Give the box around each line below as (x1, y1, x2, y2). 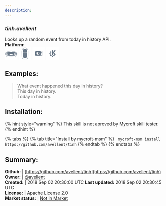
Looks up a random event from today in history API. (5, 36, 111, 42)
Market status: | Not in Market (5, 195, 68, 201)
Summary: (5, 155, 38, 164)
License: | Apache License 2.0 (5, 190, 68, 196)
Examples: (5, 70, 39, 78)
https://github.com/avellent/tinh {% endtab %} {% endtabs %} (5, 141, 140, 147)
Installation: (5, 107, 43, 116)
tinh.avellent (5, 25, 37, 32)
